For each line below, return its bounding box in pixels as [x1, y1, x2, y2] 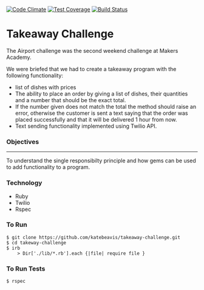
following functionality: [6, 72, 64, 79]
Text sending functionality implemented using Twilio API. [15, 122, 157, 129]
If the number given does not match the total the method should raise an [15, 103, 196, 110]
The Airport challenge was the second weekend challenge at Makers [6, 47, 178, 54]
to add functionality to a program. [6, 164, 90, 171]
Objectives [6, 137, 39, 146]
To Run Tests [6, 264, 46, 273]
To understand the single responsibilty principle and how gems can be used [6, 157, 196, 164]
